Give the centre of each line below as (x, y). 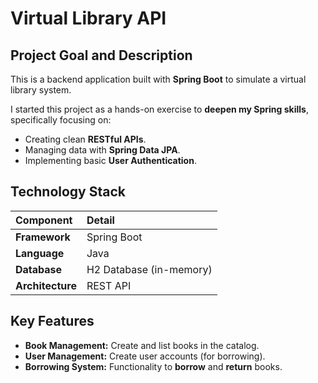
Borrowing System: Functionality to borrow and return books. (153, 366)
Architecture (46, 285)
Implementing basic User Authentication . (110, 160)
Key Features (52, 321)
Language (40, 253)
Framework (43, 237)
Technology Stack (68, 192)
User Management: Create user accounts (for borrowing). (145, 356)
